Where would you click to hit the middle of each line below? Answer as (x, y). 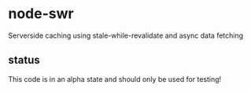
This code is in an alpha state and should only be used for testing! (115, 79)
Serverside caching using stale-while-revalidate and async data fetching (126, 35)
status (24, 60)
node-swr (41, 14)
